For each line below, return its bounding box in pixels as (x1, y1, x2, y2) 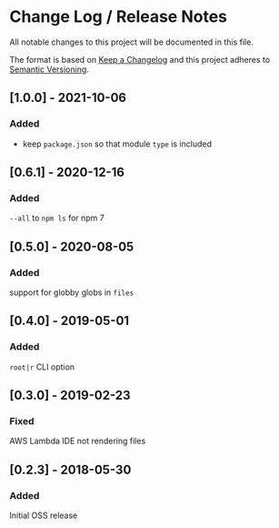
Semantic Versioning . (9, 64, 89, 75)
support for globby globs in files (9, 287, 135, 298)
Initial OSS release (9, 510, 78, 521)
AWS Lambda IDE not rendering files (9, 435, 146, 447)
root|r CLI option (9, 361, 75, 372)
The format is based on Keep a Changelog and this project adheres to (9, 54, 271, 65)
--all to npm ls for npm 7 (9, 212, 105, 224)
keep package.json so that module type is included (22, 138, 212, 149)
